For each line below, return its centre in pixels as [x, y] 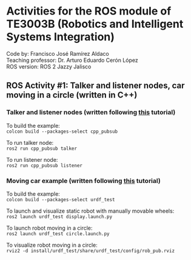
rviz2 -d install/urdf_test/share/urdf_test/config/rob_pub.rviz [90, 251]
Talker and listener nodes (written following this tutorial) [91, 112]
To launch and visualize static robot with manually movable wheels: [90, 211]
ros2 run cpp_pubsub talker [42, 148]
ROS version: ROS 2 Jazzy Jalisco [49, 66]
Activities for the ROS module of [89, 11]
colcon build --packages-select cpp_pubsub [62, 132]
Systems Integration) [61, 37]
